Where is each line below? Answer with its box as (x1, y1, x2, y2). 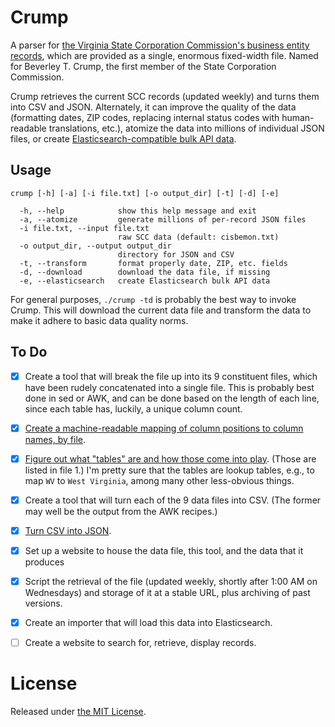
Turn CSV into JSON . (24, 524, 112, 536)
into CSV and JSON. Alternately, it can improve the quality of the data (10, 101, 297, 113)
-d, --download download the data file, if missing (19, 267, 271, 277)
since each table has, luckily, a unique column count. (24, 402, 243, 415)
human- (281, 111, 315, 123)
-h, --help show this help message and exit (19, 206, 257, 216)
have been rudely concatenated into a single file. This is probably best (24, 381, 315, 393)
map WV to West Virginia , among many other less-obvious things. (24, 474, 295, 486)
